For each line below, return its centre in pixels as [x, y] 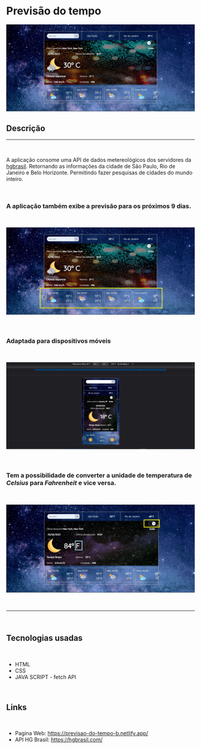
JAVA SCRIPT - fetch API [45, 677]
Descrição [26, 128]
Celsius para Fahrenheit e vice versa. [61, 483]
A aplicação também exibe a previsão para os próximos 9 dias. [99, 206]
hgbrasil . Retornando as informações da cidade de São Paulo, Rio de [91, 167]
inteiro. [15, 179]
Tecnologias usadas [44, 638]
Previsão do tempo [54, 11]
